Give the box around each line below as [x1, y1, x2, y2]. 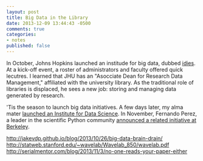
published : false [6, 43, 50, 49]
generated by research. [6, 92, 65, 99]
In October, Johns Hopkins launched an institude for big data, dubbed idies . [6, 59, 196, 67]
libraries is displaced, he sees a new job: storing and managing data [6, 85, 176, 92]
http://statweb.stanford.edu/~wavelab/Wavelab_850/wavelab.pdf [6, 141, 170, 148]
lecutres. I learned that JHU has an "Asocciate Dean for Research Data [6, 72, 183, 80]
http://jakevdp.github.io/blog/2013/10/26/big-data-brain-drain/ [6, 134, 163, 142]
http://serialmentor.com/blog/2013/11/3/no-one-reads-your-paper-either [6, 147, 187, 155]
